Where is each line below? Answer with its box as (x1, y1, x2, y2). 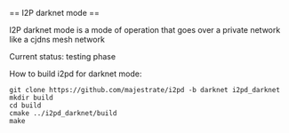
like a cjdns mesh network (9, 35, 105, 44)
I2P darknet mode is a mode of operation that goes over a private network (9, 25, 281, 35)
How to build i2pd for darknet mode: (9, 68, 142, 79)
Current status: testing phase (9, 51, 116, 61)
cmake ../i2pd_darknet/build (9, 109, 117, 118)
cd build (9, 101, 42, 110)
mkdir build (9, 93, 53, 102)
